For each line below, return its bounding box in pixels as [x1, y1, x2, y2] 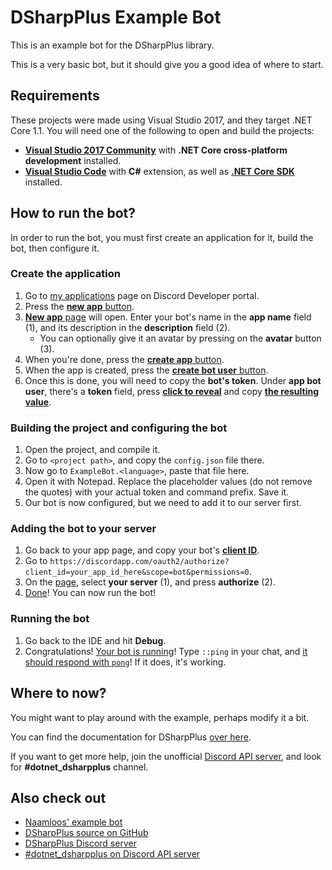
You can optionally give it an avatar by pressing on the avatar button [39, 332, 322, 344]
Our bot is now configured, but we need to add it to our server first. [24, 497, 302, 509]
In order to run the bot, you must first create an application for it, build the [10, 231, 314, 243]
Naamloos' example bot [24, 816, 123, 828]
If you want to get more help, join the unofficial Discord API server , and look [10, 750, 322, 762]
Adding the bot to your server [10, 522, 157, 536]
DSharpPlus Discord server [24, 837, 137, 850]
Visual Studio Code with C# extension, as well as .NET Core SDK [24, 165, 295, 177]
